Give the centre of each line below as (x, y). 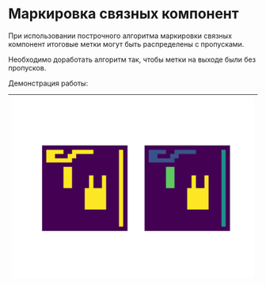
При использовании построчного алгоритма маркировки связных (120, 36)
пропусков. (27, 67)
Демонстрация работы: (48, 83)
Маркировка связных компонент (123, 14)
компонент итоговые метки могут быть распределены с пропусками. (126, 44)
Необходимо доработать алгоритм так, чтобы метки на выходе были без (132, 59)
